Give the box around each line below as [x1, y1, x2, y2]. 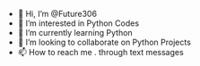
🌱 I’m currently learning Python [17, 28, 133, 37]
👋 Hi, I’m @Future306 [17, 9, 97, 19]
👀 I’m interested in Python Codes [17, 18, 140, 29]
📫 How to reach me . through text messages [17, 47, 184, 57]
